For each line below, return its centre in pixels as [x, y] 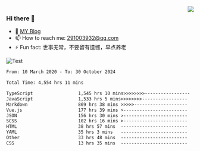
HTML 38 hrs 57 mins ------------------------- [97, 127]
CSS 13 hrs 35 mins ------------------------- [97, 143]
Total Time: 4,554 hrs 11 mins [45, 83]
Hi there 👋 [21, 18]
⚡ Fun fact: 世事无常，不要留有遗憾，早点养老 [71, 48]
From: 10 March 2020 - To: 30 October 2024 [61, 72]
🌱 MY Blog [28, 32]
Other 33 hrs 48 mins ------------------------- [97, 138]
